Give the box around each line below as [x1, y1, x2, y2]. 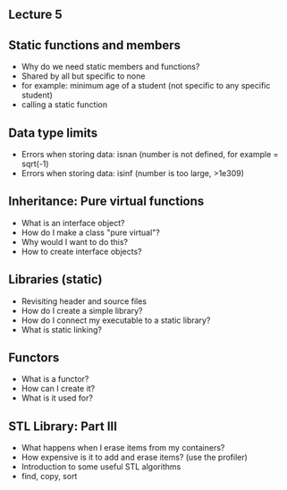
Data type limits [8, 125, 98, 140]
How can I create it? [21, 384, 96, 394]
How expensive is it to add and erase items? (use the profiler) [21, 452, 248, 463]
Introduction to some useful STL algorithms [21, 461, 181, 472]
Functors [8, 351, 60, 366]
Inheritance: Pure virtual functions [8, 194, 205, 209]
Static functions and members [8, 38, 181, 53]
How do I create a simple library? [21, 305, 143, 316]
